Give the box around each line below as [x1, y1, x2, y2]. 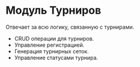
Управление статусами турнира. [14, 54, 99, 61]
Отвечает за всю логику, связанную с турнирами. [5, 23, 135, 31]
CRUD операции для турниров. [14, 35, 94, 42]
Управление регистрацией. [14, 41, 85, 48]
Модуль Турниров [5, 4, 102, 17]
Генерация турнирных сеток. [14, 47, 90, 54]
